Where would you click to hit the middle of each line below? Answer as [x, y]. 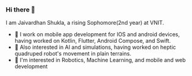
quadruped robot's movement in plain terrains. [73, 54]
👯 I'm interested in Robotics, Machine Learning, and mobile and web [100, 60]
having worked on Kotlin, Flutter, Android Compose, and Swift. [93, 41]
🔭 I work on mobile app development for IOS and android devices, [97, 34]
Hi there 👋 [21, 10]
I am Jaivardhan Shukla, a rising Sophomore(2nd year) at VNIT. [85, 23]
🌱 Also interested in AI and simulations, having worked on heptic [95, 47]
